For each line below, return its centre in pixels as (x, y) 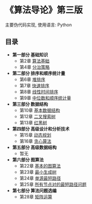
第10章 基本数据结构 (40, 110)
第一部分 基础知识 (30, 54)
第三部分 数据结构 (30, 104)
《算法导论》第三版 (44, 10)
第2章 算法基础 (35, 61)
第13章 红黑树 (33, 122)
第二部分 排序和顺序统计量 (39, 73)
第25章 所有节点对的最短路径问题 (53, 184)
